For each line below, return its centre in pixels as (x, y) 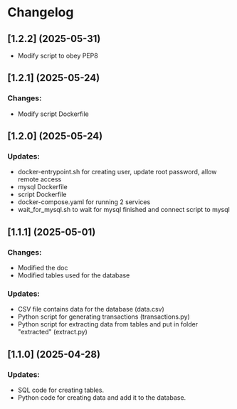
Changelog (41, 12)
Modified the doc (43, 268)
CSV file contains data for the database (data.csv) (91, 309)
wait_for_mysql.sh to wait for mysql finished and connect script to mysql (123, 210)
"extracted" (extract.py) (52, 332)
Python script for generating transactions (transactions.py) (104, 317)
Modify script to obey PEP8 (58, 55)
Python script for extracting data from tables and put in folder (107, 324)
